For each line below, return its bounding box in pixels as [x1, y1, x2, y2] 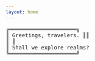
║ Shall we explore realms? [5, 44, 90, 51]
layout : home [5, 9, 39, 15]
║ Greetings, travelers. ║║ [5, 32, 90, 38]
